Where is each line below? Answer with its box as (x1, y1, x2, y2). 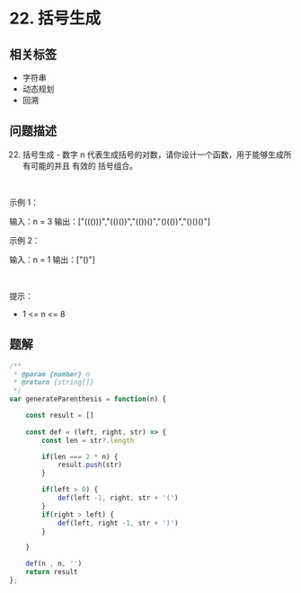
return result (25, 568, 78, 577)
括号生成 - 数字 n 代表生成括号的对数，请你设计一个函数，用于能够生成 (22, 149, 285, 160)
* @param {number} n (13, 369, 91, 378)
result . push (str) (57, 460, 123, 470)
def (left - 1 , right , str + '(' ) (57, 493, 179, 502)
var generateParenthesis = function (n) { (9, 394, 167, 404)
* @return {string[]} (13, 378, 94, 387)
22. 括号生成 (9, 8, 102, 29)
